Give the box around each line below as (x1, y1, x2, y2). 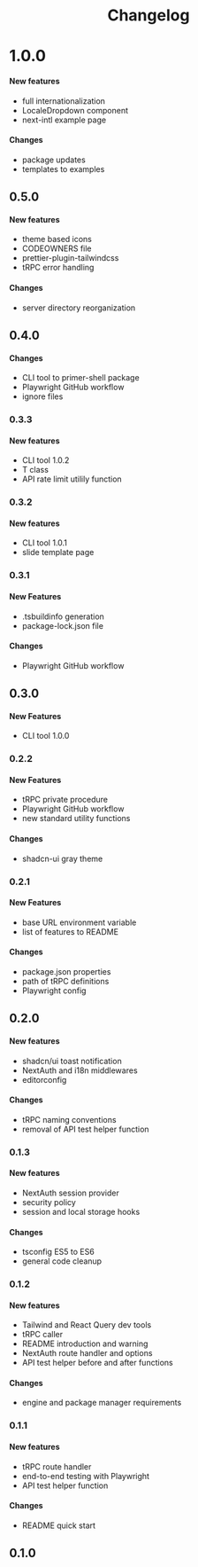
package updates (21, 154, 86, 165)
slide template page (21, 547, 95, 558)
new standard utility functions (21, 813, 131, 824)
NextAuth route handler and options (21, 1348, 153, 1359)
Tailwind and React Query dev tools (21, 1320, 152, 1330)
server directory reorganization (21, 302, 136, 313)
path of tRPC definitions (21, 976, 110, 986)
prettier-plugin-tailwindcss (21, 253, 119, 263)
